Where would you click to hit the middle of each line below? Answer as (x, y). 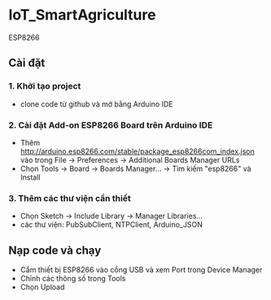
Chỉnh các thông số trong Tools (73, 279)
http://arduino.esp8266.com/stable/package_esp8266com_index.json (137, 151)
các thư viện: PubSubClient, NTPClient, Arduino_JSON (111, 224)
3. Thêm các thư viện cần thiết (70, 198)
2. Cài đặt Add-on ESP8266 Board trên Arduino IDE (111, 125)
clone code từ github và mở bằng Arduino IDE (96, 104)
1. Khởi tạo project (45, 86)
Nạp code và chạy (55, 250)
